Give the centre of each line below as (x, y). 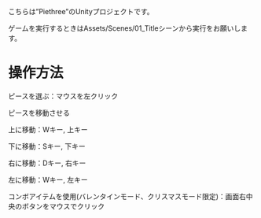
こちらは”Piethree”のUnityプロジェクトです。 (81, 11)
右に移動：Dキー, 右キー (47, 163)
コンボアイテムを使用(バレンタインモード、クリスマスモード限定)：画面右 (127, 196)
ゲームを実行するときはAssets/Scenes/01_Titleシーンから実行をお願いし (125, 28)
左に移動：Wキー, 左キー (48, 179)
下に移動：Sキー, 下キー (47, 146)
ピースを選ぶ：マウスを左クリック (63, 96)
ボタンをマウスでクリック (63, 206)
